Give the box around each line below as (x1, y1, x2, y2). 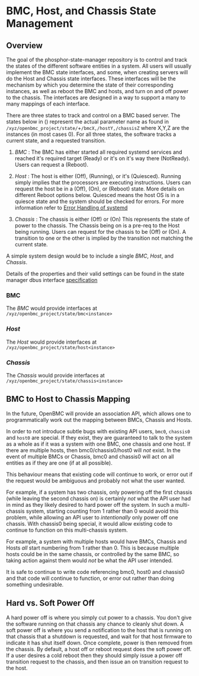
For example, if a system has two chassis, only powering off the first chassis (6, 488, 192, 496)
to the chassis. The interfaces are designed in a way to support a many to (6, 94, 185, 101)
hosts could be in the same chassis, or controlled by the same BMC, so (6, 550, 179, 557)
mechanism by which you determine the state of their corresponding (6, 81, 174, 88)
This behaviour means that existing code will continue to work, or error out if (6, 471, 193, 478)
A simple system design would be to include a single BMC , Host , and (6, 252, 174, 259)
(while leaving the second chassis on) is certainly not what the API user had (6, 494, 191, 502)
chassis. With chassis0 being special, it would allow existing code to (6, 520, 173, 527)
